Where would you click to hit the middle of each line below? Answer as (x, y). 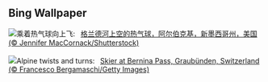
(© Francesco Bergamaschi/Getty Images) (79, 69)
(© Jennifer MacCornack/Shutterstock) (74, 43)
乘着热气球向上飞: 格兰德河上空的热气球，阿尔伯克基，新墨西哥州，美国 (137, 33)
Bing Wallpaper (48, 13)
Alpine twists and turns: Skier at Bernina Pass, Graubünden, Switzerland (138, 60)
